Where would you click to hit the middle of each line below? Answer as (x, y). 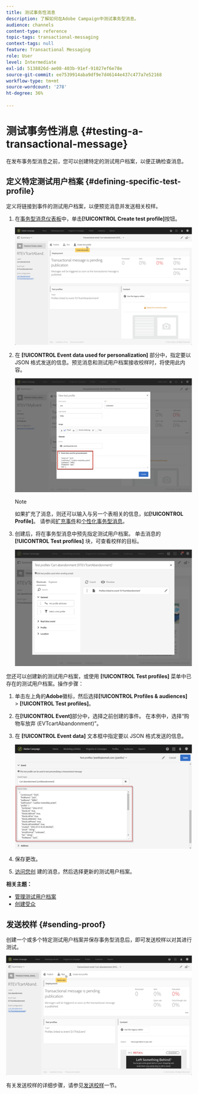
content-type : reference (37, 31)
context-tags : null (30, 44)
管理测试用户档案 (35, 897)
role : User (19, 56)
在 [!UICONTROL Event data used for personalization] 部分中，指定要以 (103, 355)
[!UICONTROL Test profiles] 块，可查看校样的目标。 (78, 541)
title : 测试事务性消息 (31, 12)
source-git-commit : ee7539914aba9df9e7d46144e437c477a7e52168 (84, 75)
